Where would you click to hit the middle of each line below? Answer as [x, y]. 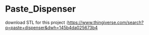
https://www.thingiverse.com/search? [105, 22]
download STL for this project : [36, 22]
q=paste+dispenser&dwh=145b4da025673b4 [51, 27]
